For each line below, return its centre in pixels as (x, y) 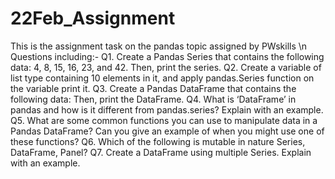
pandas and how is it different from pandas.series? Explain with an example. (167, 109)
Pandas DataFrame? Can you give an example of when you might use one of (167, 131)
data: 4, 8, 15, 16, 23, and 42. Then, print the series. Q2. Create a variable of (166, 67)
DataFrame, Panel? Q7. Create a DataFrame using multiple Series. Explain (161, 152)
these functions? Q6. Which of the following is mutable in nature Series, (158, 141)
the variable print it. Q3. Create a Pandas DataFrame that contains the (153, 88)
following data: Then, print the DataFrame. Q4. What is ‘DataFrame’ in (153, 99)
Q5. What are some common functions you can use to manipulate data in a (164, 120)
